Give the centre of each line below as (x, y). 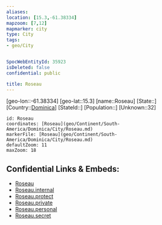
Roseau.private (34, 203)
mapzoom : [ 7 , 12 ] (27, 23)
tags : (13, 40)
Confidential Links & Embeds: (63, 169)
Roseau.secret (33, 216)
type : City (20, 34)
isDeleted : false (28, 67)
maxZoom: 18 (21, 151)
